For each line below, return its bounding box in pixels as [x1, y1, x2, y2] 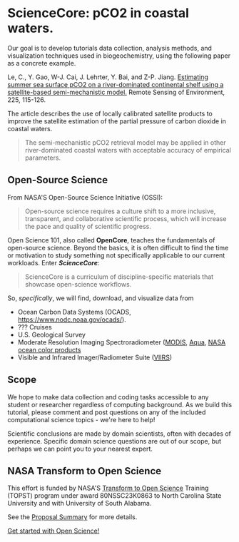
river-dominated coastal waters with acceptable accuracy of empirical [24, 145, 232, 154]
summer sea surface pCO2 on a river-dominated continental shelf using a [7, 80, 224, 88]
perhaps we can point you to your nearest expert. [7, 444, 153, 453]
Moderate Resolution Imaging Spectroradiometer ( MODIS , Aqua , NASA [17, 337, 226, 347]
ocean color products [17, 345, 81, 354]
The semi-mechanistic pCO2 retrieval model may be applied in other [24, 138, 226, 147]
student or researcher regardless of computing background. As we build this [7, 400, 233, 409]
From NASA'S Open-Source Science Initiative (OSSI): [7, 193, 163, 201]
